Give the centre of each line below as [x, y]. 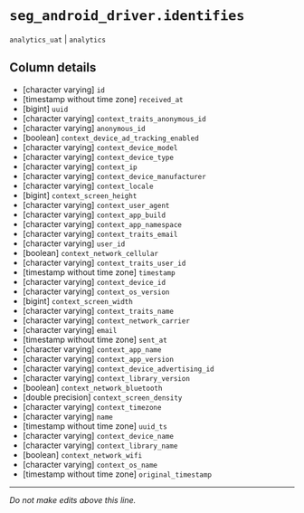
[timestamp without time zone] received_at [103, 99]
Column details [53, 67]
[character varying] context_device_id [94, 281]
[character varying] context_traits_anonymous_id [114, 118]
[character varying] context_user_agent [96, 204]
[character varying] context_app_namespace [102, 223]
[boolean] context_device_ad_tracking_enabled [110, 138]
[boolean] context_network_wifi [82, 454]
